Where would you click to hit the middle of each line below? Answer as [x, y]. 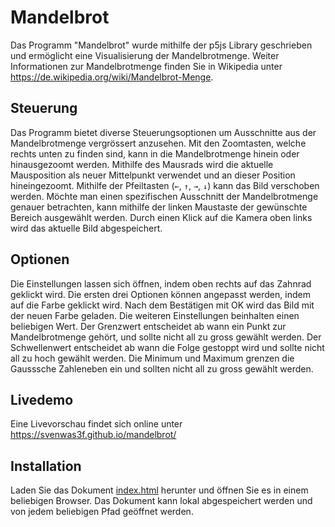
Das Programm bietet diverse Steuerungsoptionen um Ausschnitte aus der [163, 132]
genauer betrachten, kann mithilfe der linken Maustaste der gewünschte [159, 207]
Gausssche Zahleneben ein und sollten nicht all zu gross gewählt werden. [162, 368]
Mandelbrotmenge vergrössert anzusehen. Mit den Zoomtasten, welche [158, 143]
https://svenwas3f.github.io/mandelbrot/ [93, 435]
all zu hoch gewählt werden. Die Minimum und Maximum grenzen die [152, 358]
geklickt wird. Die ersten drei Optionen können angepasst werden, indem [160, 294]
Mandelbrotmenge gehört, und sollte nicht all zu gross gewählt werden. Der [166, 337]
